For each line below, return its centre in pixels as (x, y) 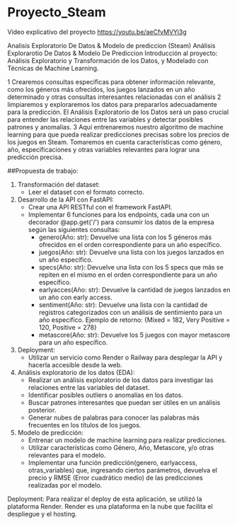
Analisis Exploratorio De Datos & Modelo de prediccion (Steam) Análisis (111, 45)
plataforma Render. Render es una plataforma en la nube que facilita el (110, 506)
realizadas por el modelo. (65, 485)
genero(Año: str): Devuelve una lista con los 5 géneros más (125, 237)
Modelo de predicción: (50, 432)
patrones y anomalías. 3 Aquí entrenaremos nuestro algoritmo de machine (115, 127)
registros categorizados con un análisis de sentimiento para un (131, 312)
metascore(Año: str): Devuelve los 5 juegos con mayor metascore (134, 335)
